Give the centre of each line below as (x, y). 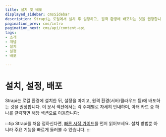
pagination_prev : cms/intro (34, 23)
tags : (11, 33)
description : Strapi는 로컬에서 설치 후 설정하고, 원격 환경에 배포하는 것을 (75, 19)
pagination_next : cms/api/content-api (45, 28)
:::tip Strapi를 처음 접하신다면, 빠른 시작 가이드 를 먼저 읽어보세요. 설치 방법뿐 (79, 124)
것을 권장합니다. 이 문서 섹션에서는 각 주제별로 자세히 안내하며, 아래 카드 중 (82, 107)
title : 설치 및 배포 (24, 10)
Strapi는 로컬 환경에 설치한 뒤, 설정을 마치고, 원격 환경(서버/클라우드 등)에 (76, 101)
